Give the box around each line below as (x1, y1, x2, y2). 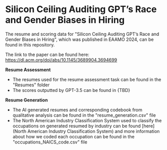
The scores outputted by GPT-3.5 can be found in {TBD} (12, 87, 131, 93)
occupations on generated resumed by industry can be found (12, 123, 141, 129)
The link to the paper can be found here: (5, 52, 90, 58)
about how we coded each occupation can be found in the (12, 133, 135, 139)
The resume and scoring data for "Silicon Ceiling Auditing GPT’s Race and (5, 31, 159, 37)
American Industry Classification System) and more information (27, 128, 160, 134)
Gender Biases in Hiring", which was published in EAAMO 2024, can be (5, 36, 154, 42)
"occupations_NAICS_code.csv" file (12, 139, 88, 145)
